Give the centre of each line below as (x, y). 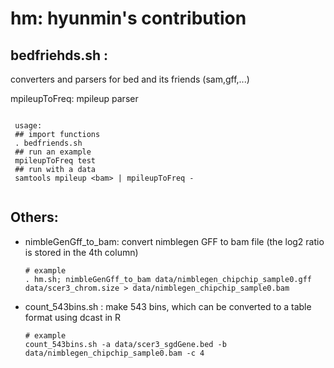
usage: (28, 126)
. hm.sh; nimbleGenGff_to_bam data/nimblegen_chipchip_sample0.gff (168, 279)
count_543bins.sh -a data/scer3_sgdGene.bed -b (125, 344)
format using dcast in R (73, 317)
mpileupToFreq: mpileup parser (74, 98)
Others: (34, 217)
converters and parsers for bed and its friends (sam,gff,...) (130, 79)
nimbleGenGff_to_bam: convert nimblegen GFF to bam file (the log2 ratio (174, 241)
